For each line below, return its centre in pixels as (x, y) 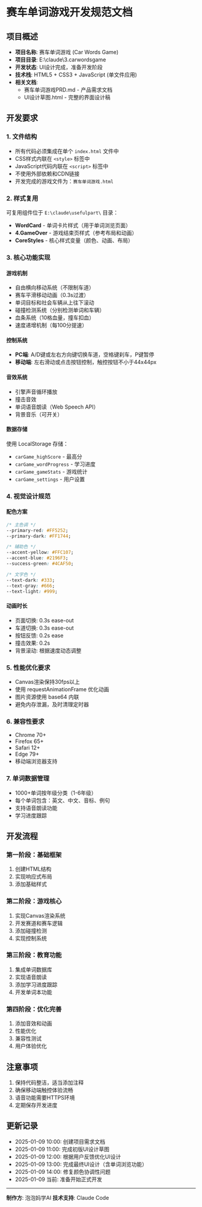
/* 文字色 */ (21, 574)
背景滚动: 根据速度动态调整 (48, 650)
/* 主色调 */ (21, 525)
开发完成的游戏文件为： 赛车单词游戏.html (64, 181)
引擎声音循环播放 (36, 392)
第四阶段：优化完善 (34, 1009)
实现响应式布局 (33, 877)
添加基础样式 (31, 884)
